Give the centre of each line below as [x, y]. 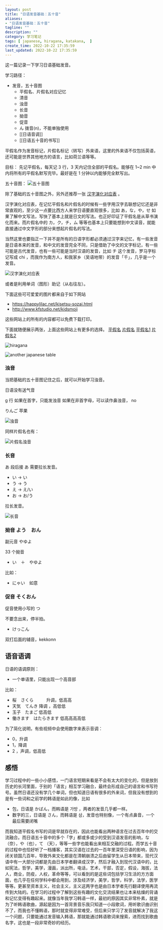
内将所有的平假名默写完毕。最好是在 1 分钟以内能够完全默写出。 [69, 173]
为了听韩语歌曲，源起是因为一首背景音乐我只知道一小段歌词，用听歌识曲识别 [81, 904]
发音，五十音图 [27, 85]
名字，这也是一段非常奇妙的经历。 [39, 923]
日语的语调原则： [22, 669]
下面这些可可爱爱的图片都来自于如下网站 [45, 294]
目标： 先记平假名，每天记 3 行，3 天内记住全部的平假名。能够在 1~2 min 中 [81, 167]
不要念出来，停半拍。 [26, 619]
